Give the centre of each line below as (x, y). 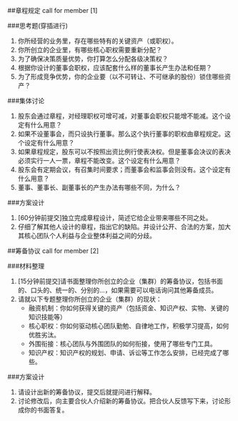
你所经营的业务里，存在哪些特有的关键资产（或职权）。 (98, 41)
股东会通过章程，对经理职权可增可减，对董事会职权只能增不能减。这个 (121, 116)
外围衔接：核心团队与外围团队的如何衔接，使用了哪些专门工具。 (122, 344)
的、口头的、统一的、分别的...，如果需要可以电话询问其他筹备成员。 (118, 290)
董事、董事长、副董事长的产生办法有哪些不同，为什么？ (99, 187)
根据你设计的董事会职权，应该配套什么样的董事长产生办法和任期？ (115, 68)
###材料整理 (26, 266)
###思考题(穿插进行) (38, 26)
